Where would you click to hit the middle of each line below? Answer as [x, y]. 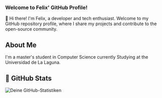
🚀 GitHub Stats [28, 78]
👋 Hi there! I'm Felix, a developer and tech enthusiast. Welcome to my [77, 19]
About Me [21, 45]
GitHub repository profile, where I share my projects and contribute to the [81, 24]
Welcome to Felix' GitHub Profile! [46, 8]
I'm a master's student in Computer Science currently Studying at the [77, 57]
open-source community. [31, 29]
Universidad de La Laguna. [33, 62]
